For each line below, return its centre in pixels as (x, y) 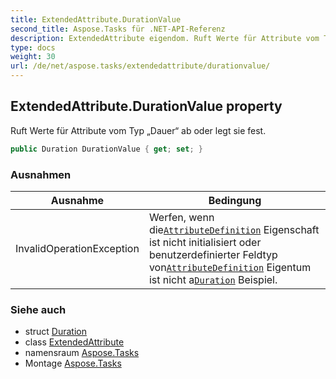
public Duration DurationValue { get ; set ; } (106, 149)
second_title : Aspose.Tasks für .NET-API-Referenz (118, 29)
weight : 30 (33, 57)
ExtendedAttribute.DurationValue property (146, 106)
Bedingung (235, 200)
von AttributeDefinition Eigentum (230, 267)
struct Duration (55, 332)
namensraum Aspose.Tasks (82, 353)
